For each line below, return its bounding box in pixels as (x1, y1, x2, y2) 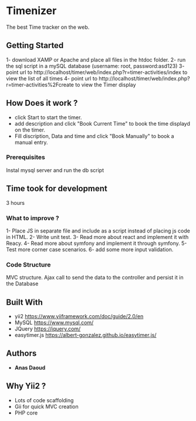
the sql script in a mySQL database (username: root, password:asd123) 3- (6, 62, 185, 69)
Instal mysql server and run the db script (6, 166, 104, 174)
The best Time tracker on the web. (6, 23, 90, 31)
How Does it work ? (6, 98, 78, 108)
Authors (6, 348, 37, 359)
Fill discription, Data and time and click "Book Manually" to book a (14, 132, 174, 139)
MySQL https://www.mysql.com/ (14, 319, 94, 326)
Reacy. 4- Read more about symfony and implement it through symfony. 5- (6, 240, 187, 247)
